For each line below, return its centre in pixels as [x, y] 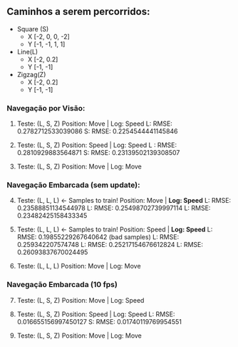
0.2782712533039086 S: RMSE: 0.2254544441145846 [98, 131]
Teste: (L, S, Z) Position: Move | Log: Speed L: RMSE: [94, 124]
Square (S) [33, 29]
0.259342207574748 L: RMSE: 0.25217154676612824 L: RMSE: [110, 245]
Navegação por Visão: [46, 108]
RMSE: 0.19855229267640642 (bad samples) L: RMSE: [98, 237]
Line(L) [27, 51]
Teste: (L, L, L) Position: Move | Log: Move [79, 266]
